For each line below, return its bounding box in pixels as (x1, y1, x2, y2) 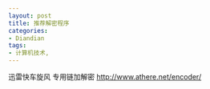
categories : (8, 26, 48, 34)
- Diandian (8, 34, 45, 42)
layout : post (8, 11, 52, 20)
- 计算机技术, (8, 49, 50, 57)
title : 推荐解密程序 (8, 19, 70, 27)
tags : (8, 42, 26, 50)
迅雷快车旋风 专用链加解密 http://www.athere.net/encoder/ (8, 72, 202, 81)
